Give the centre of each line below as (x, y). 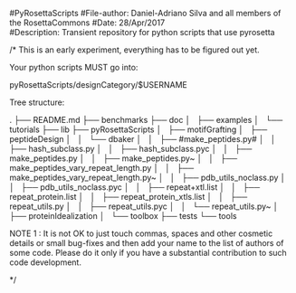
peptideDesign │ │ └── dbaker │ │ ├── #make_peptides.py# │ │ (143, 139)
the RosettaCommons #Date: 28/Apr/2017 (87, 23)
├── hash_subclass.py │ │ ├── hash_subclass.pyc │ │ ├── (131, 149)
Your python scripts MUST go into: (74, 67)
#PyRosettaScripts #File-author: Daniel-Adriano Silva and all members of (145, 13)
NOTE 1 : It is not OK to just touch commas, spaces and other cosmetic (141, 233)
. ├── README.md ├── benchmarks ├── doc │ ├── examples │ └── (146, 120)
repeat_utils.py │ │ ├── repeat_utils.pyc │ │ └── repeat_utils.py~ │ (144, 206)
